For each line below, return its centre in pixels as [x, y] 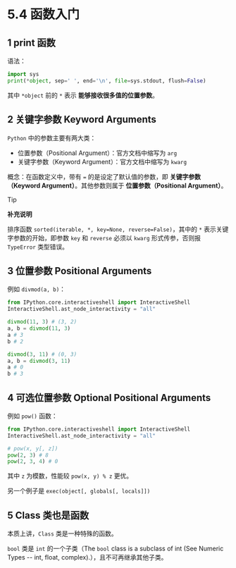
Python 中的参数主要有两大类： [52, 137]
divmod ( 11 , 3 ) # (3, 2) [42, 322]
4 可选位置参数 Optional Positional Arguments [109, 398]
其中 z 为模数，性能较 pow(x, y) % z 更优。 [70, 476]
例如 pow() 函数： [32, 416]
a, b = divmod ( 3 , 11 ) [39, 361]
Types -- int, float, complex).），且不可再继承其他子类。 [87, 557]
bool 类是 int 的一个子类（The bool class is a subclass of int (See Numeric [116, 549]
